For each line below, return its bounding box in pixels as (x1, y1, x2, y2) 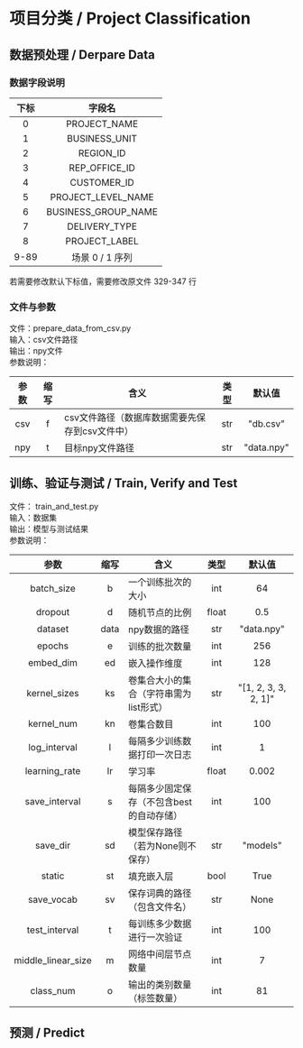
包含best (154, 795, 192, 808)
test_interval (26, 924, 79, 936)
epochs (37, 639, 69, 652)
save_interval (24, 795, 81, 807)
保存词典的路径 (127, 887, 192, 899)
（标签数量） (127, 991, 183, 1004)
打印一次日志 (136, 748, 192, 760)
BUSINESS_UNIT (67, 132, 138, 144)
